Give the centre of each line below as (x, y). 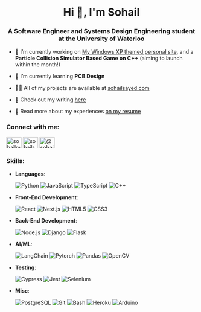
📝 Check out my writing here (50, 100)
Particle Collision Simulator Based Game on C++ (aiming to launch (99, 58)
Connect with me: (33, 127)
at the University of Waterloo (101, 39)
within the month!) (37, 65)
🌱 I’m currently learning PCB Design (60, 76)
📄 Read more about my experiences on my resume (78, 112)
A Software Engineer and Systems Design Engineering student (101, 31)
